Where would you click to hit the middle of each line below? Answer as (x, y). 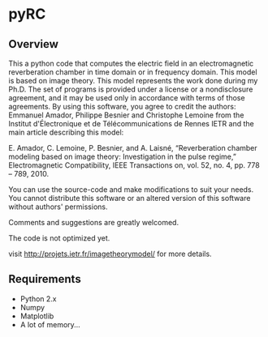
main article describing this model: (66, 132)
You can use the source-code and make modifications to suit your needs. (131, 190)
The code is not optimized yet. (59, 238)
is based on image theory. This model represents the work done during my (133, 81)
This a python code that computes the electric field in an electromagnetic (131, 63)
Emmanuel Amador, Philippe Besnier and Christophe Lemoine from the (126, 115)
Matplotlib (37, 316)
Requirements (45, 279)
